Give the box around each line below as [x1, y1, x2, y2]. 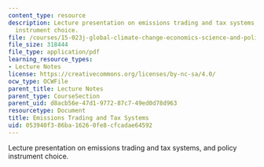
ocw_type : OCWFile [8, 77, 68, 85]
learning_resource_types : [8, 56, 93, 64]
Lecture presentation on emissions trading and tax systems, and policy [8, 143, 237, 152]
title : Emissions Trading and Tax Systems [8, 114, 149, 122]
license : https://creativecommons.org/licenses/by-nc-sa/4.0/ [8, 70, 216, 78]
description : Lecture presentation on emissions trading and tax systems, [8, 19, 258, 27]
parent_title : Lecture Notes [8, 84, 104, 93]
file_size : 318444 [8, 41, 68, 49]
